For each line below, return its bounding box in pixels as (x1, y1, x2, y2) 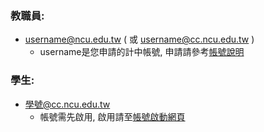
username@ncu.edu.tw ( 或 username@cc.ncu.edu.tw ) (24, 33, 255, 46)
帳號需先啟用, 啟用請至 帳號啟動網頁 (39, 110, 186, 122)
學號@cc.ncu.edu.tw (24, 98, 111, 110)
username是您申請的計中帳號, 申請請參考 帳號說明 (39, 46, 245, 58)
